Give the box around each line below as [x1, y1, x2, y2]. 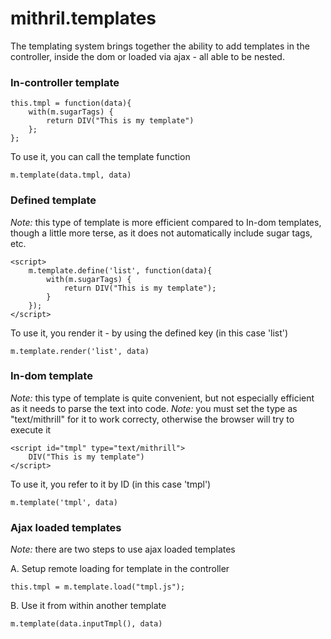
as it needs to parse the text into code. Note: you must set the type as [10, 402, 298, 414]
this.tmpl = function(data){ [10, 98, 132, 109]
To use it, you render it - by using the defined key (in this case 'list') [10, 327, 289, 339]
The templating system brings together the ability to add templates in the [10, 40, 310, 52]
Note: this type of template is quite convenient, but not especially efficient [10, 392, 315, 404]
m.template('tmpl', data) [10, 497, 118, 507]
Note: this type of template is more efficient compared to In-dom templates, [10, 216, 322, 228]
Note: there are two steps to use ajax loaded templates [10, 543, 236, 556]
